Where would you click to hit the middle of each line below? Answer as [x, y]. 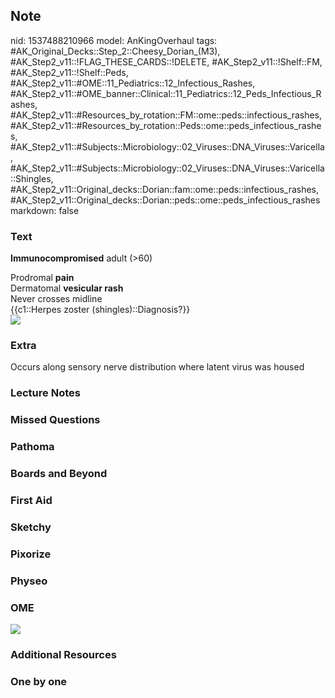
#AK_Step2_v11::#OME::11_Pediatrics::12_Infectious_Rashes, [133, 83]
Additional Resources [63, 654]
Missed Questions [55, 420]
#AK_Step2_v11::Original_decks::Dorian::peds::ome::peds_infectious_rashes [165, 200]
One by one [39, 681]
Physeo [29, 581]
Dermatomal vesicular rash [67, 288]
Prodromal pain [42, 278]
